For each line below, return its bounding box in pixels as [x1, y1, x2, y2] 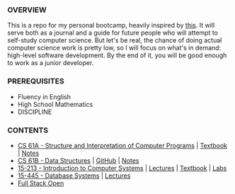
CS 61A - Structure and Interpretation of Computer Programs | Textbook [17, 141, 228, 149]
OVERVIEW [7, 5, 47, 15]
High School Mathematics [17, 100, 93, 108]
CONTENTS [7, 125, 49, 135]
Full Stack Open [17, 178, 64, 187]
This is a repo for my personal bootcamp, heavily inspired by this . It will [7, 21, 215, 30]
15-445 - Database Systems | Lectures [17, 171, 131, 180]
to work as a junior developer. [7, 59, 94, 67]
